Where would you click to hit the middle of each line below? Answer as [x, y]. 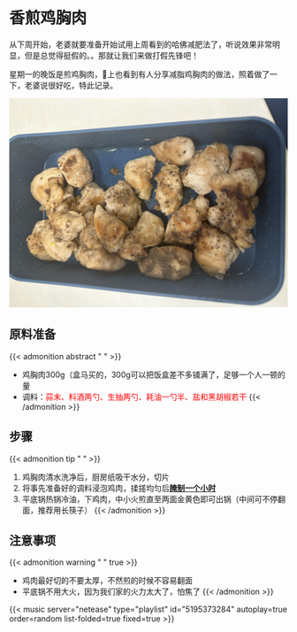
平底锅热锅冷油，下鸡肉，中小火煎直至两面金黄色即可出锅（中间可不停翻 [153, 499]
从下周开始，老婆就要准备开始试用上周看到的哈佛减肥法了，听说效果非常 [141, 44]
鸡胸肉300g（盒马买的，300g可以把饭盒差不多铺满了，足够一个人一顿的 [153, 374]
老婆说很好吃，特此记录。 [71, 85]
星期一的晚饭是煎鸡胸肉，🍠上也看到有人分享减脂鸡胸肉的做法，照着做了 [140, 74]
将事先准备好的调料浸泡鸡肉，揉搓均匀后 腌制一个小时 [119, 488]
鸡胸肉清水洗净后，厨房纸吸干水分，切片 [95, 477]
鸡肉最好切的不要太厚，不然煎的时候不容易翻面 [107, 581]
